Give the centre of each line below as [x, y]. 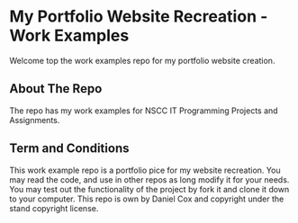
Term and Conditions [69, 149]
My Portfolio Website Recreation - [139, 17]
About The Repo [56, 89]
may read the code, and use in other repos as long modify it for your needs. [149, 179]
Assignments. [35, 120]
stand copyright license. [54, 208]
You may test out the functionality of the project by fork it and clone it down [149, 189]
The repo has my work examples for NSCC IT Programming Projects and [144, 111]
